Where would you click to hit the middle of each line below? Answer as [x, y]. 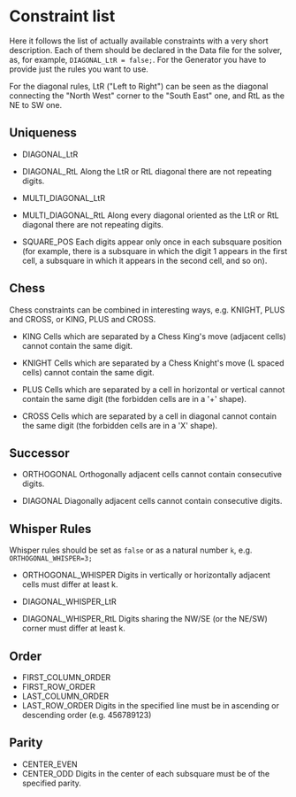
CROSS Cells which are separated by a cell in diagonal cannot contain [149, 416]
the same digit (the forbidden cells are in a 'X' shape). [120, 425]
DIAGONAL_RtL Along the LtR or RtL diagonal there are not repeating [147, 171]
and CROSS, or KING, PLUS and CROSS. [83, 319]
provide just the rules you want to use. [79, 69]
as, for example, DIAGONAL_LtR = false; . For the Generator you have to [138, 59]
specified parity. [52, 783]
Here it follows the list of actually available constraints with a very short [139, 41]
